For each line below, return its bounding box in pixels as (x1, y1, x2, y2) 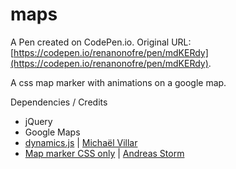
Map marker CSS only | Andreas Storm (24, 147, 185, 159)
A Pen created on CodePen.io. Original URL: (10, 36, 192, 48)
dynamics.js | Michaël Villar (24, 136, 138, 148)
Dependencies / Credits (10, 96, 108, 108)
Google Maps (24, 126, 81, 138)
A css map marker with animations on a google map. (10, 76, 227, 88)
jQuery (24, 115, 53, 127)
